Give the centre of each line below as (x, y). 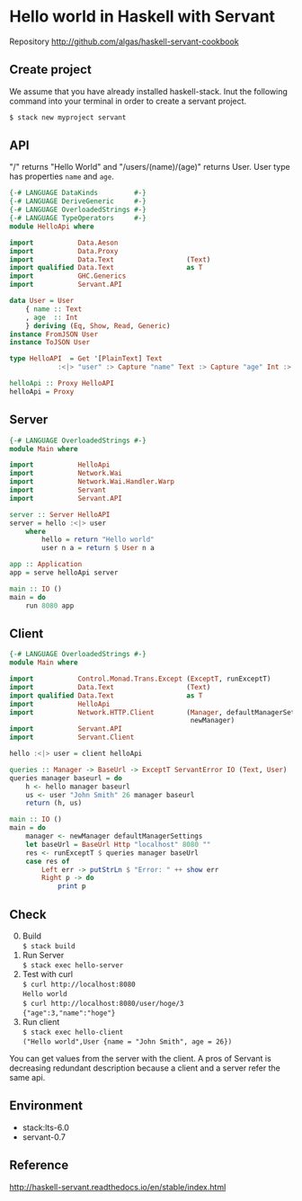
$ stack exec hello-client (73, 1032)
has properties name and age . (62, 176)
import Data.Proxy (64, 251)
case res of (48, 861)
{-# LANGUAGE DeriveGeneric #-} (78, 201)
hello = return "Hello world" (98, 540)
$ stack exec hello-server (73, 965)
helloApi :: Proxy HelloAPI (62, 384)
